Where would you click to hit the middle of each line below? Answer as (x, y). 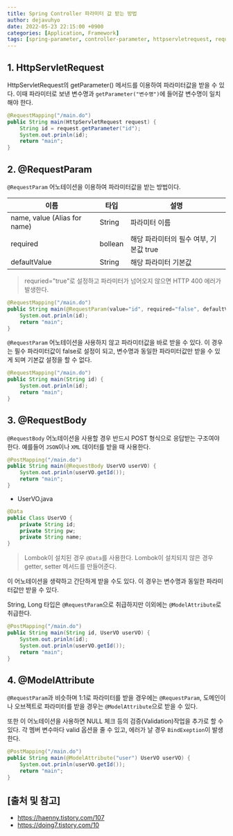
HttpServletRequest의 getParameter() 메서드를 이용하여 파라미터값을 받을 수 (112, 85)
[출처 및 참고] (34, 801)
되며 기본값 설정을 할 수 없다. (53, 360)
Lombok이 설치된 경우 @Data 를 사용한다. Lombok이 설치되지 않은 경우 (119, 558)
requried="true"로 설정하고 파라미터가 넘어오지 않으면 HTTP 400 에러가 (123, 281)
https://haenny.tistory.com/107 (61, 818)
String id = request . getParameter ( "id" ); (80, 128)
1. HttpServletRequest (55, 68)
